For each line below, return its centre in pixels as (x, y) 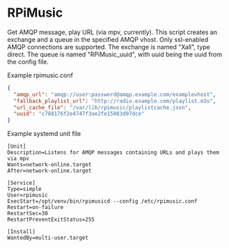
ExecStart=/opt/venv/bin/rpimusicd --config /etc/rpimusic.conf (102, 201)
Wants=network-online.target (49, 165)
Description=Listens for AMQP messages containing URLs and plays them (113, 153)
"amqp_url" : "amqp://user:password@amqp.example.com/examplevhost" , (115, 94)
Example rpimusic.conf (40, 75)
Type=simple (24, 189)
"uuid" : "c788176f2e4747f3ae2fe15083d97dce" (79, 114)
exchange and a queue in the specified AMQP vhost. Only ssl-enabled (108, 39)
